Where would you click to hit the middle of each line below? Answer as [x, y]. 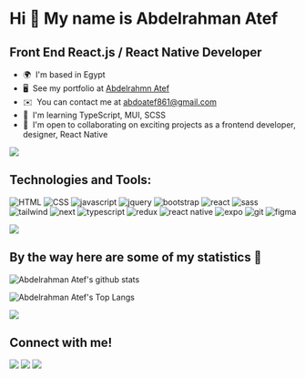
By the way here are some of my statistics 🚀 [136, 257]
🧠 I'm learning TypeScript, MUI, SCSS [94, 115]
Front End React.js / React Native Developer [136, 52]
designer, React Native [65, 134]
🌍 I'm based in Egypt [64, 75]
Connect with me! [61, 343]
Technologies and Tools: [81, 180]
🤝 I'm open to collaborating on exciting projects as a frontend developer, [159, 125]
